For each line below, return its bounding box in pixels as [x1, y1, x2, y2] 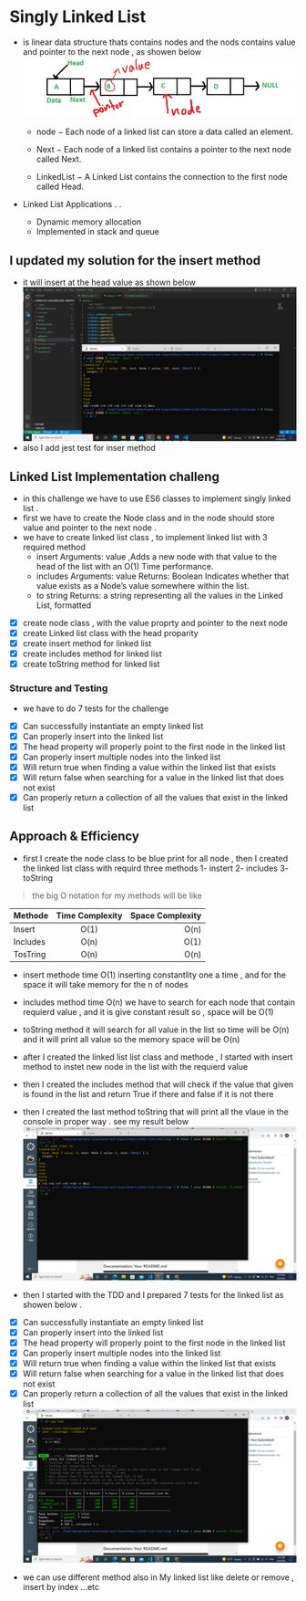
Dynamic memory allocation [36, 216, 142, 227]
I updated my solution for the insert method [9, 253, 261, 268]
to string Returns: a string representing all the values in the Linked [36, 590, 284, 601]
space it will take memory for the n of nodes [22, 978, 189, 989]
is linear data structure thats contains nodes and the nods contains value [22, 37, 296, 47]
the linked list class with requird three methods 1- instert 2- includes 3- [22, 863, 290, 874]
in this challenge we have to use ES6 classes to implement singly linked [22, 493, 291, 504]
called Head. [36, 181, 85, 193]
